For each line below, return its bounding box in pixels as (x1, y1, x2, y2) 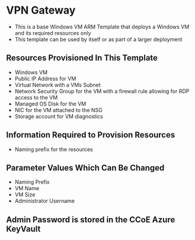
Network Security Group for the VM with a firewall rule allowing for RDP (14, 87, 190, 95)
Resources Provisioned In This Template (6, 53, 158, 63)
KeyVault (6, 223, 41, 234)
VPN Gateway (6, 4, 76, 17)
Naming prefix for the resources (14, 146, 93, 153)
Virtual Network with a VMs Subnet (14, 81, 101, 88)
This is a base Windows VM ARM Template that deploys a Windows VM (14, 23, 190, 30)
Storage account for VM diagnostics (14, 113, 104, 120)
